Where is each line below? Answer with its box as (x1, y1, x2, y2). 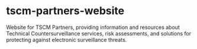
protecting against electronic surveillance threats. (6, 36, 127, 43)
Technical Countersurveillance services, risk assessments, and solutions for (6, 30, 191, 37)
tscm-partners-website (6, 4, 125, 18)
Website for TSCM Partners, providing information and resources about (6, 24, 180, 31)
